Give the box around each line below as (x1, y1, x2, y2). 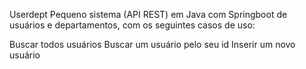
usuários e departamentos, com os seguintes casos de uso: (9, 19, 256, 31)
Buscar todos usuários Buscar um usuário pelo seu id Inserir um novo (9, 39, 296, 50)
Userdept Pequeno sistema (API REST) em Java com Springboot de (9, 9, 288, 20)
